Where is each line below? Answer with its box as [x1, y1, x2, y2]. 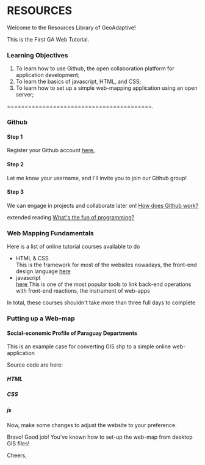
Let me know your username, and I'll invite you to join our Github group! [7, 174, 187, 181]
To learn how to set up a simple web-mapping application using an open [15, 84, 198, 92]
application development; [15, 71, 80, 79]
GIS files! [7, 439, 30, 447]
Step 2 [7, 160, 24, 168]
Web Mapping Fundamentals [7, 229, 94, 237]
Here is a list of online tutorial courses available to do [7, 243, 140, 251]
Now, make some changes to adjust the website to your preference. [7, 421, 177, 428]
